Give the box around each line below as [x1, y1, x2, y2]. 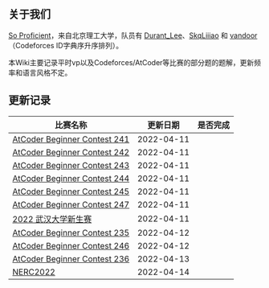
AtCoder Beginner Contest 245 [12, 186, 130, 197]
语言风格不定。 [22, 68, 72, 77]
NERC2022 [12, 266, 56, 278]
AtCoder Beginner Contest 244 [12, 172, 130, 183]
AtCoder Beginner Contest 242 [12, 146, 130, 158]
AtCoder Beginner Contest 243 [12, 159, 130, 171]
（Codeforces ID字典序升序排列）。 [8, 40, 123, 50]
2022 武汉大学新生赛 [12, 213, 92, 224]
